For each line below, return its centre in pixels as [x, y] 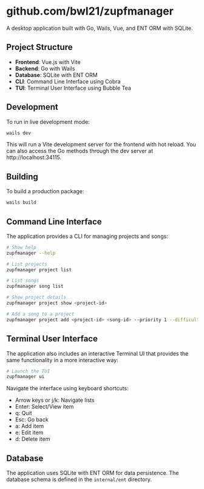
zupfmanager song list [35, 287]
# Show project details [36, 298]
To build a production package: [45, 191]
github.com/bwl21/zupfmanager [90, 11]
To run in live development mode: [48, 122]
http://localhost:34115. [34, 157]
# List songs [23, 281]
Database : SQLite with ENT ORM [56, 75]
